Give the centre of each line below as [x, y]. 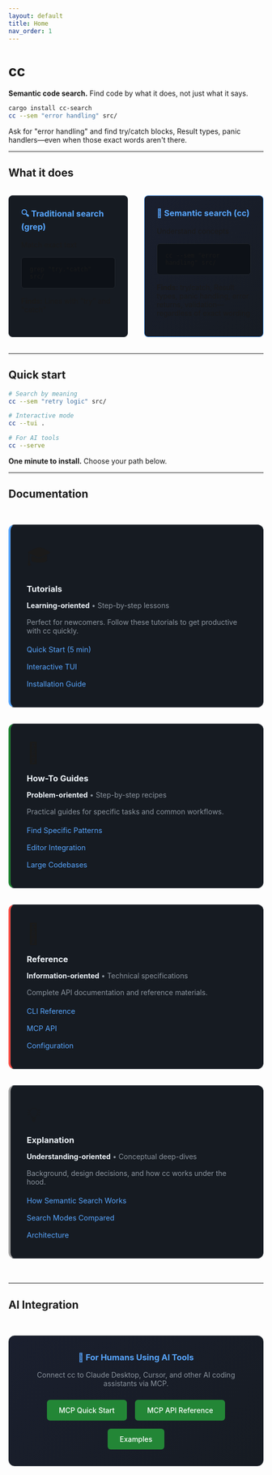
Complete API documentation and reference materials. [117, 993]
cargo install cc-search [50, 109]
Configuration [51, 1045]
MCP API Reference [180, 1410]
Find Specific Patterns [65, 831]
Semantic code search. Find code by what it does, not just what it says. [128, 93]
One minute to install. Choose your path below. [88, 461]
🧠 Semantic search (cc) [203, 213]
